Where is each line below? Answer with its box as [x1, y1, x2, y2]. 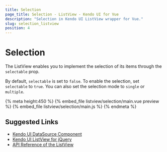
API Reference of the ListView [12, 142, 74, 148]
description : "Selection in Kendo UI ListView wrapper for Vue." [5, 16, 143, 21]
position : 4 [5, 26, 30, 31]
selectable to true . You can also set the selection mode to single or [5, 84, 145, 90]
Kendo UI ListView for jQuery [12, 136, 72, 142]
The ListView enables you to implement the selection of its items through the [5, 63, 162, 69]
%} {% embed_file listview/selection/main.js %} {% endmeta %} [5, 103, 137, 109]
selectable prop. [5, 69, 40, 75]
